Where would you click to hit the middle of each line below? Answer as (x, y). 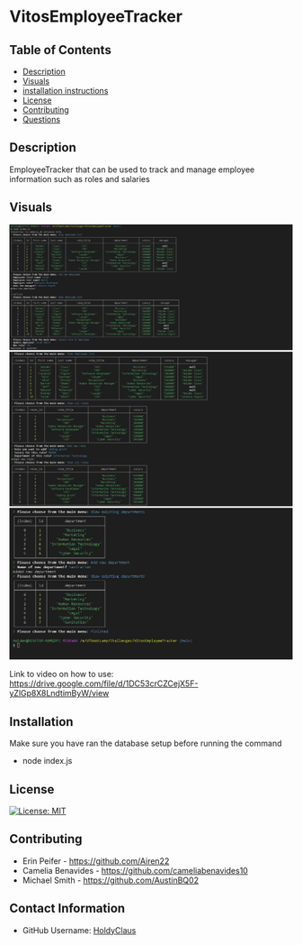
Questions (41, 119)
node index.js (47, 761)
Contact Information (67, 908)
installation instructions (65, 91)
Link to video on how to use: (62, 674)
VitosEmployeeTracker (96, 17)
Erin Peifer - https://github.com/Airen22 (96, 861)
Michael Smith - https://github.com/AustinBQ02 (111, 880)
